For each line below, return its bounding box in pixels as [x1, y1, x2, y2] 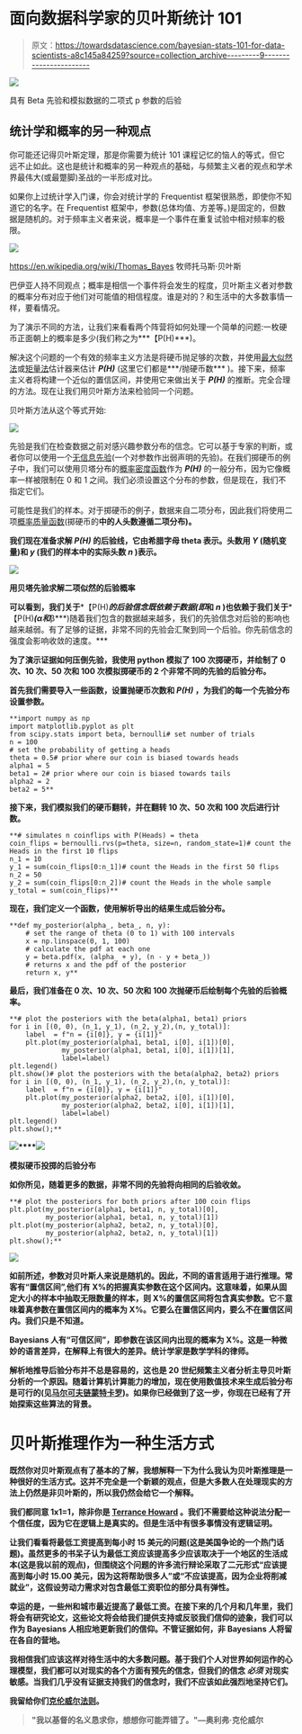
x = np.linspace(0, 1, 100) [25, 937, 130, 946]
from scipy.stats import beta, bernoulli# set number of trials [9, 730, 255, 739]
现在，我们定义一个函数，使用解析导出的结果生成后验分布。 [9, 903, 230, 913]
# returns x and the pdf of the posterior [25, 960, 187, 969]
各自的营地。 [16, 1634, 65, 1645]
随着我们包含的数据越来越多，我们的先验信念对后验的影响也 [69, 613, 290, 624]
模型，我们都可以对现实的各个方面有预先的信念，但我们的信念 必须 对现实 [16, 1665, 289, 1676]
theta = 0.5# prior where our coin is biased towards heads [9, 753, 240, 762]
